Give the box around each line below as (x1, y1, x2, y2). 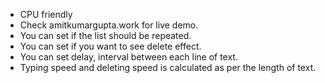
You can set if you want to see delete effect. (19, 40, 202, 52)
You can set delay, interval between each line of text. (19, 51, 238, 63)
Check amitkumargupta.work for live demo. (19, 19, 199, 31)
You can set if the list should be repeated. (19, 30, 192, 41)
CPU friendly (19, 9, 73, 20)
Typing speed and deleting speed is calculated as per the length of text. (19, 62, 317, 73)
